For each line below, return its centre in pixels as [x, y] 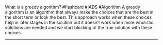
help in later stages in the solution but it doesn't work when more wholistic [79, 22]
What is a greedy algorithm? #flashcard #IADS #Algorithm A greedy [73, 7]
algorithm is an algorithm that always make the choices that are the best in [79, 12]
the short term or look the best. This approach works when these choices [78, 17]
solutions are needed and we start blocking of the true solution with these [79, 28]
